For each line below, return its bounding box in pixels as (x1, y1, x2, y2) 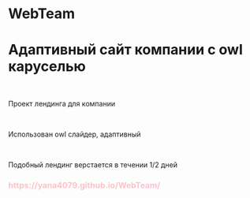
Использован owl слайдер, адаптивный (8, 129, 141, 139)
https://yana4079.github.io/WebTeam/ (8, 180, 161, 191)
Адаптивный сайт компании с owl (8, 41, 243, 59)
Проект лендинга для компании (8, 99, 116, 109)
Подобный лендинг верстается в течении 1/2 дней (8, 160, 178, 170)
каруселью (8, 58, 86, 76)
